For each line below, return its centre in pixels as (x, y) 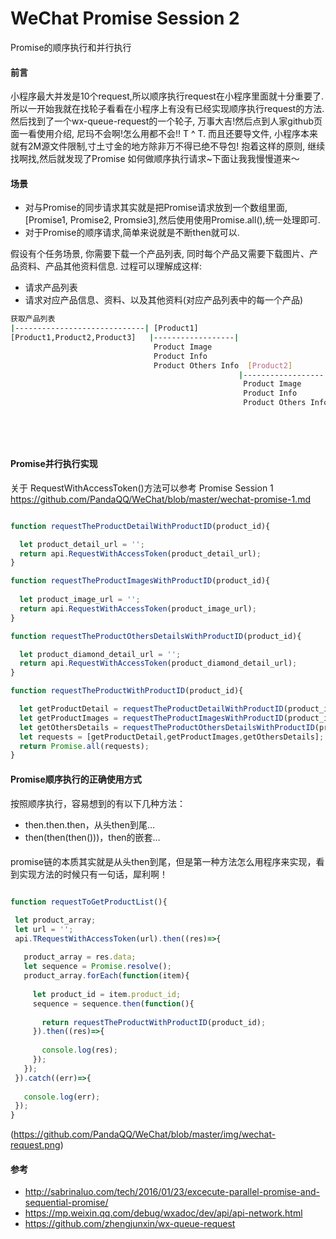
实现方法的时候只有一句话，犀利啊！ (93, 874)
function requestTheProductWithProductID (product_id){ (127, 691)
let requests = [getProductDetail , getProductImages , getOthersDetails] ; (172, 737)
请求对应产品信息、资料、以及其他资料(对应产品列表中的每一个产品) (164, 300)
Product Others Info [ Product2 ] (223, 365)
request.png (35, 1145)
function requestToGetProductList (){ (89, 902)
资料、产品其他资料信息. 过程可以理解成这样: (110, 266)
